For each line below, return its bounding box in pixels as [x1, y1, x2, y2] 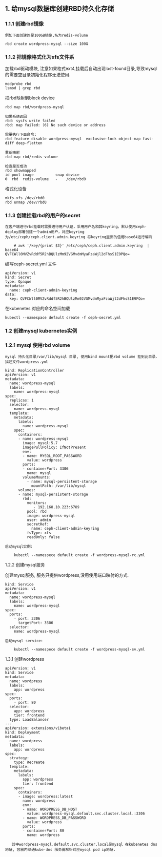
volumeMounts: [22, 475, 51, 480]
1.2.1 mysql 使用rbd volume [5, 342, 70, 349]
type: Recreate [14, 760, 45, 765]
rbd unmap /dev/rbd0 [5, 200, 47, 205]
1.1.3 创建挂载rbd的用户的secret [5, 212, 81, 219]
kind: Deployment [5, 730, 40, 735]
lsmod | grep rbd [5, 85, 40, 90]
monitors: [26, 500, 47, 505]
